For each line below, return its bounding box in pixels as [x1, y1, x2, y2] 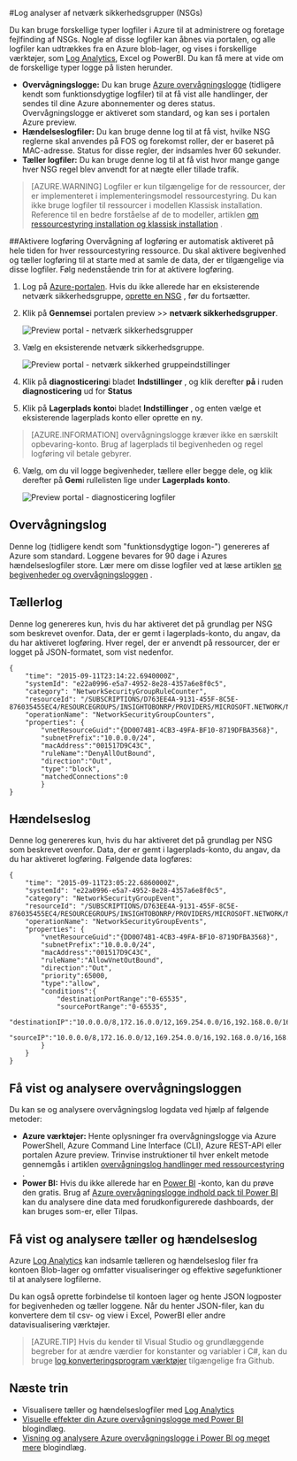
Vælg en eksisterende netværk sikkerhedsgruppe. [21, 342, 205, 352]
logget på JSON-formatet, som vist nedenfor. [9, 646, 174, 657]
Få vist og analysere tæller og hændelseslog [9, 1232, 258, 1247]
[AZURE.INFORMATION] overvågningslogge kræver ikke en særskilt [30, 429, 278, 440]
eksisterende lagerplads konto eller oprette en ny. [21, 412, 203, 423]
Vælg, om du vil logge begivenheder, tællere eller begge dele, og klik [21, 465, 273, 476]
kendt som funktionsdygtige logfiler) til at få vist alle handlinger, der [21, 88, 269, 99]
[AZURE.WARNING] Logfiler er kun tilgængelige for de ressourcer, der [30, 181, 286, 191]
